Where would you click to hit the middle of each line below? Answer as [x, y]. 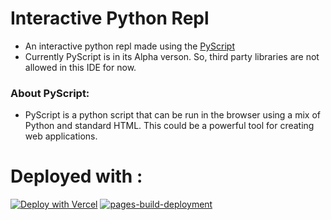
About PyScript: [50, 93]
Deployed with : [76, 176]
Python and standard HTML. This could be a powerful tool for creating [169, 126]
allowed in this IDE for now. [80, 67]
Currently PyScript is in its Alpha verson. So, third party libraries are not [172, 56]
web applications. [61, 136]
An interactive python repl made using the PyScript [130, 46]
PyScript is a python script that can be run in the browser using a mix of [172, 115]
